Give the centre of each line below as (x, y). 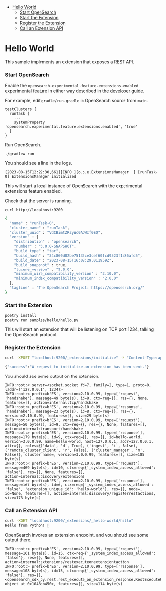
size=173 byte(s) (23, 498)
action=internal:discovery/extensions (45, 476)
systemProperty (30, 123)
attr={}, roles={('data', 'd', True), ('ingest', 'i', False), (72, 446)
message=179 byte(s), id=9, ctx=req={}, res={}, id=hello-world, (74, 437)
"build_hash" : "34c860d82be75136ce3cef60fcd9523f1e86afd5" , (78, 255)
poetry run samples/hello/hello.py (42, 320)
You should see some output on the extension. (52, 376)
